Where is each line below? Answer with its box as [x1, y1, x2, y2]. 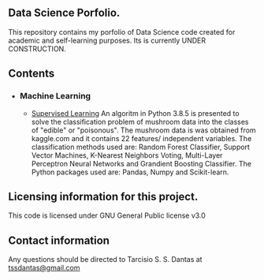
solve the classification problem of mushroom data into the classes [31, 117, 249, 126]
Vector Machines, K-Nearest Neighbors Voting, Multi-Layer [31, 150, 223, 160]
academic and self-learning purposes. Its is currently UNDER [8, 35, 206, 45]
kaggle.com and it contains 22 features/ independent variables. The [31, 133, 252, 143]
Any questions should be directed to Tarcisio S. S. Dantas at [8, 255, 203, 264]
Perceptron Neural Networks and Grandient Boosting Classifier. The [31, 159, 252, 168]
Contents [8, 67, 55, 80]
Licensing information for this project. [8, 189, 199, 203]
